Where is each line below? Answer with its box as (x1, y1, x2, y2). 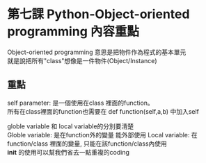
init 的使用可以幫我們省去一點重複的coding (7, 148, 130, 156)
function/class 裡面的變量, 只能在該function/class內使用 (7, 139, 167, 148)
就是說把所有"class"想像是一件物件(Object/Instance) (7, 56, 158, 65)
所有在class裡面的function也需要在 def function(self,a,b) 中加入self (7, 107, 200, 115)
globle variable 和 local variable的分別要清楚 (7, 122, 134, 130)
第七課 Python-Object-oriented (7, 6, 190, 22)
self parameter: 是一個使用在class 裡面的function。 (7, 98, 154, 107)
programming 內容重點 (7, 24, 139, 40)
